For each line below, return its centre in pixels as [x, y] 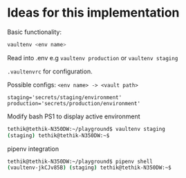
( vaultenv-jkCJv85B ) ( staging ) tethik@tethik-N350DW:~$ [89, 168]
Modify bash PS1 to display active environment [74, 116]
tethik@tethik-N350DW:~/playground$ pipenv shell [80, 161]
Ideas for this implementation [93, 13]
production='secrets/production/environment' [74, 103]
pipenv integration [33, 149]
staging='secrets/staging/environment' [65, 97]
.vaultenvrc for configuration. [50, 71]
